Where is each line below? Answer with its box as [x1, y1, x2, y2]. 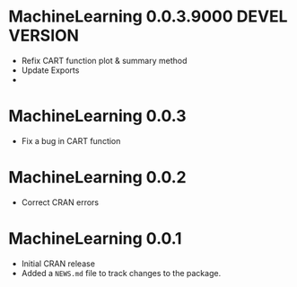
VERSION [8, 25, 80, 46]
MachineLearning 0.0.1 [8, 229, 182, 248]
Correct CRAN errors [21, 196, 100, 208]
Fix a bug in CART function [21, 135, 121, 146]
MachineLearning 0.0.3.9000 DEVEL [8, 6, 288, 27]
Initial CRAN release [21, 258, 96, 269]
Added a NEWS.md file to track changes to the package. [21, 267, 222, 278]
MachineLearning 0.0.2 [8, 167, 188, 188]
